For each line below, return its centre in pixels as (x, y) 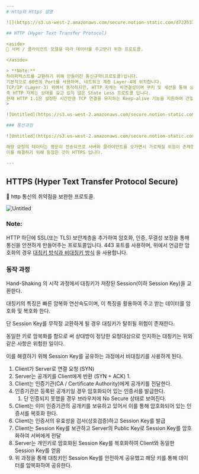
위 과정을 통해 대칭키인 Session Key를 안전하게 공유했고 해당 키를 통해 (96, 457)
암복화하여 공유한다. (49, 465)
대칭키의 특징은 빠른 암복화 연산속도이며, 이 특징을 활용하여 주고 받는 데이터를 (95, 303)
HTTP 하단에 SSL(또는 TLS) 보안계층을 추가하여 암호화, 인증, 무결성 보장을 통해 (98, 238)
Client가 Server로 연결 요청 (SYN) (54, 368)
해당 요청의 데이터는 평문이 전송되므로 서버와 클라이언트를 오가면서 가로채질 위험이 (93, 147)
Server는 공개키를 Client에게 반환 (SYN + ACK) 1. (73, 376)
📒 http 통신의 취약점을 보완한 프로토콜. (51, 197)
